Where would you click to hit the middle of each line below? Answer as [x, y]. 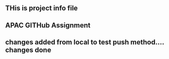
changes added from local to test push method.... [85, 42]
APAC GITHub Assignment [48, 25]
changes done [28, 50]
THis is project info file [41, 8]
